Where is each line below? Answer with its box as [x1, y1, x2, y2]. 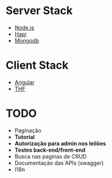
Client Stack [5, 59, 69, 72]
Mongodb [14, 37, 40, 44]
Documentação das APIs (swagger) [14, 159, 104, 166]
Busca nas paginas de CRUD [14, 152, 87, 160]
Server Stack [5, 4, 73, 18]
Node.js [14, 24, 35, 31]
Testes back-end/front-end [14, 146, 86, 154]
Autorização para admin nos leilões [14, 139, 107, 147]
